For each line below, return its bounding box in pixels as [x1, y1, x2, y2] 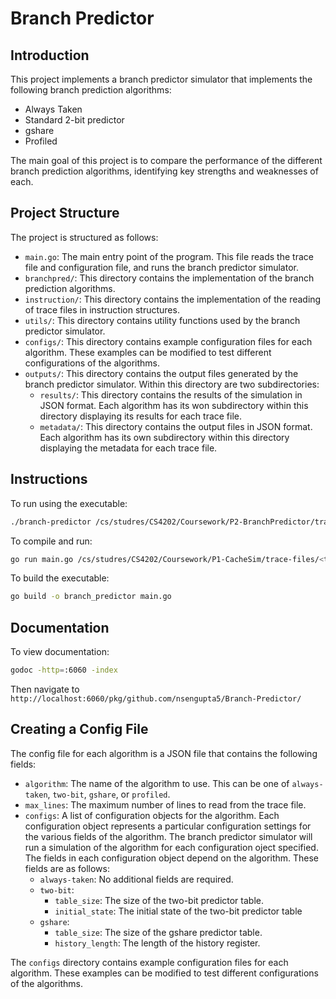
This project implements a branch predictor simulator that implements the [10, 73, 313, 85]
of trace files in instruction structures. [24, 303, 180, 316]
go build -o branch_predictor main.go [10, 592, 172, 602]
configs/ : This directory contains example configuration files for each [24, 335, 313, 347]
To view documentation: [10, 646, 110, 658]
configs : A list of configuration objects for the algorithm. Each [24, 809, 280, 821]
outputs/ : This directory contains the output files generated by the [24, 367, 299, 379]
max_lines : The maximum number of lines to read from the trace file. [24, 798, 307, 811]
